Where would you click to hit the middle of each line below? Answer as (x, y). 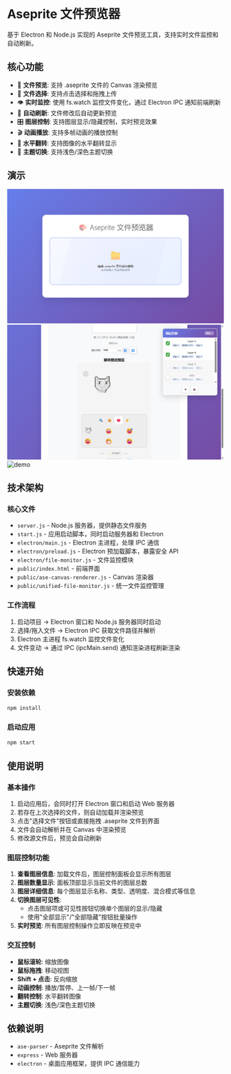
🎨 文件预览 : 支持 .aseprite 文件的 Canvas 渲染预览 (87, 85)
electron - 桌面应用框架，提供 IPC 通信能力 (78, 1064)
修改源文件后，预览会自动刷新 (59, 838)
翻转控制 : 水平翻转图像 (49, 996)
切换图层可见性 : (39, 900)
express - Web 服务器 (47, 1055)
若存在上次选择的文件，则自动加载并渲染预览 (80, 812)
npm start (21, 743)
